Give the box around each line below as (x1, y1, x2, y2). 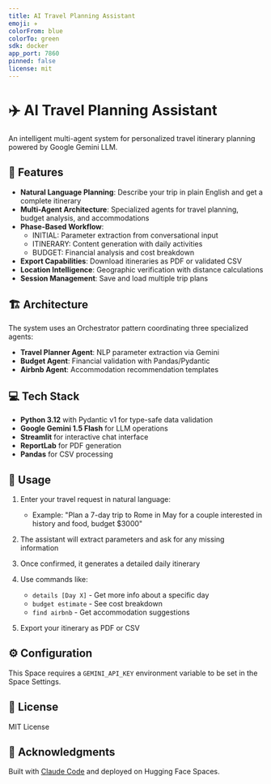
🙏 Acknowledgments (8, 745, 116, 759)
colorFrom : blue (8, 27, 63, 35)
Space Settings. (8, 676, 61, 686)
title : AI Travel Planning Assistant (8, 11, 136, 20)
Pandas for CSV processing (19, 449, 113, 459)
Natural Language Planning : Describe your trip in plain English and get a (19, 187, 263, 197)
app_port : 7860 (8, 49, 60, 58)
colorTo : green (8, 34, 60, 43)
